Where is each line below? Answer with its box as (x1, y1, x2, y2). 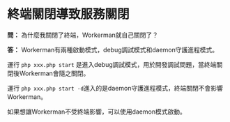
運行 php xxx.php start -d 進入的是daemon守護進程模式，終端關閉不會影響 (7, 84, 223, 92)
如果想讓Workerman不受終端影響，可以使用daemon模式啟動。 (7, 107, 186, 116)
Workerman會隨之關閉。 (19, 69, 90, 77)
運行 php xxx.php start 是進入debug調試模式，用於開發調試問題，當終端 (7, 60, 217, 68)
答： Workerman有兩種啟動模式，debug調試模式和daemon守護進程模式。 (7, 45, 219, 54)
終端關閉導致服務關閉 (7, 6, 130, 22)
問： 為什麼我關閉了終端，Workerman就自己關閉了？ (7, 31, 159, 39)
